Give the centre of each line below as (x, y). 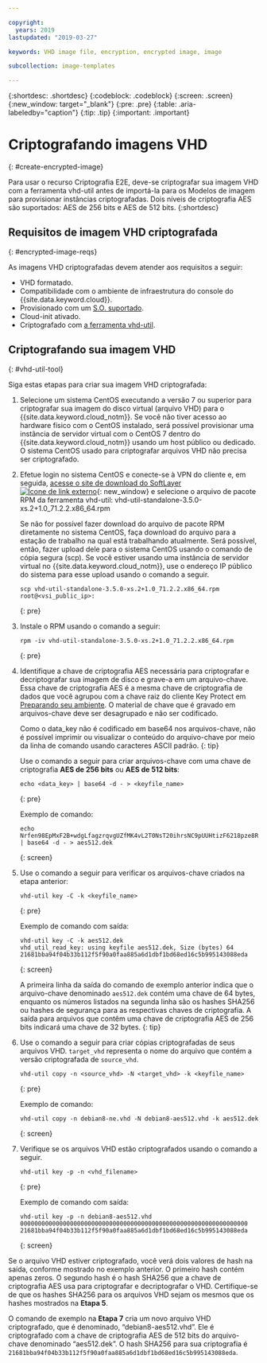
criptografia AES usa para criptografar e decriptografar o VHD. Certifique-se (133, 1286)
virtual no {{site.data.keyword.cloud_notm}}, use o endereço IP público (136, 566)
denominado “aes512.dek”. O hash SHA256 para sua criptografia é (139, 1344)
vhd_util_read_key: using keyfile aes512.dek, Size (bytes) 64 (127, 948)
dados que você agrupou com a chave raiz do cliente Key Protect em (133, 696)
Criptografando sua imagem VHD (92, 350)
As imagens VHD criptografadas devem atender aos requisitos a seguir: (126, 267)
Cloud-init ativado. (50, 316)
